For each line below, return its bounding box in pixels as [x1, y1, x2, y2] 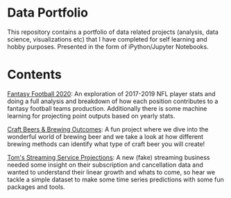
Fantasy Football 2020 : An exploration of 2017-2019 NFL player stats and [7, 89, 216, 98]
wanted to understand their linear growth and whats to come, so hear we [7, 168, 216, 176]
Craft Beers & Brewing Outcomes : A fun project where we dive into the [7, 125, 209, 133]
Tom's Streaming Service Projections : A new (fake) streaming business [7, 153, 210, 161]
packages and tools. [7, 182, 65, 191]
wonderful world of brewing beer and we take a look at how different [7, 132, 203, 141]
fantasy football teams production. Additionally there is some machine [7, 104, 207, 112]
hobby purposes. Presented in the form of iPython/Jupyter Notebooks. [7, 42, 209, 51]
